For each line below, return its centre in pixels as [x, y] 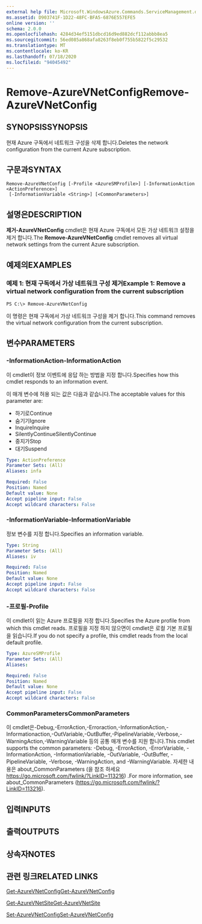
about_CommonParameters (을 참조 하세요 [69, 769]
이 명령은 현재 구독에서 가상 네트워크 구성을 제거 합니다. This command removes [101, 316]
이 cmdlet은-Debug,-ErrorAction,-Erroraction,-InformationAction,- [87, 727]
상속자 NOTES [31, 854]
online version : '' [31, 23]
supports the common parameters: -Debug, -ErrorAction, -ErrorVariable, [96, 748]
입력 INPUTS [29, 809]
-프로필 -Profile [28, 606]
